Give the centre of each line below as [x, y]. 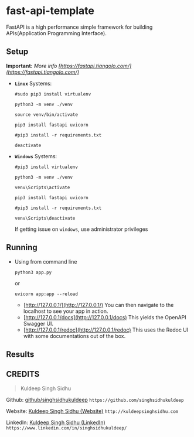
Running [22, 247]
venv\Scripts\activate [42, 187]
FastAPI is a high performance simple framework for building [79, 27]
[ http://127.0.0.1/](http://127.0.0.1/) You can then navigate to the [98, 305]
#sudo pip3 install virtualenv [53, 94]
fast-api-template [50, 11]
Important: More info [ [33, 66]
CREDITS [23, 374]
